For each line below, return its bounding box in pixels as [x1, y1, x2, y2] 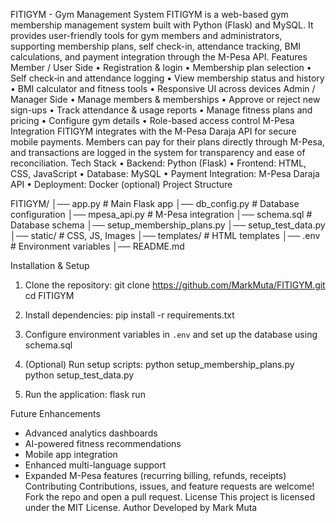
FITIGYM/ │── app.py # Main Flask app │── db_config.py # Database [10, 198, 300, 209]
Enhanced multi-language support [24, 459, 167, 471]
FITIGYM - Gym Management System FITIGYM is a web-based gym [10, 9, 289, 20]
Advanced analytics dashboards [24, 427, 158, 439]
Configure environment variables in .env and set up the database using [24, 329, 318, 340]
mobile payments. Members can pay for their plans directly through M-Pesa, [10, 136, 325, 148]
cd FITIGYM [24, 290, 75, 301]
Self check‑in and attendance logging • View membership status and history [10, 72, 325, 84]
